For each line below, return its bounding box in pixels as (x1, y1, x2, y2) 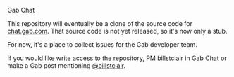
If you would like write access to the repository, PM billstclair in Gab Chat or (7, 54, 227, 62)
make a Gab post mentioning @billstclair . (7, 62, 125, 69)
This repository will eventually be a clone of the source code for (7, 20, 192, 27)
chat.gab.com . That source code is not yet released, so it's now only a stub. (7, 27, 228, 35)
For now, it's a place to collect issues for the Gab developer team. (7, 41, 197, 48)
